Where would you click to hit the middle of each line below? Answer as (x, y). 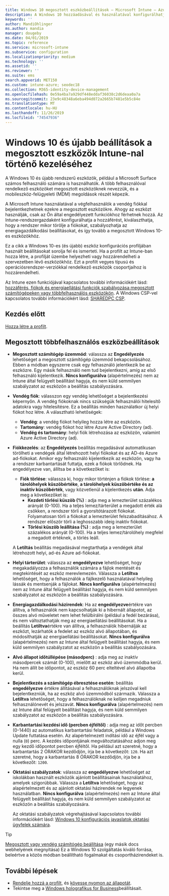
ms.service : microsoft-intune (37, 47)
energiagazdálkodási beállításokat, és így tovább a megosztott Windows (80, 230)
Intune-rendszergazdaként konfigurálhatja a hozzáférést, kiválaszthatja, (80, 220)
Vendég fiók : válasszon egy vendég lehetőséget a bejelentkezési (80, 396)
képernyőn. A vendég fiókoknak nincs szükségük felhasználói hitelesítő (87, 402)
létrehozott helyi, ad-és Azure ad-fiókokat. (56, 553)
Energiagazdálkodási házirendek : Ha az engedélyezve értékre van (82, 605)
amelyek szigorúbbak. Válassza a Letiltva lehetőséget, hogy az (78, 783)
